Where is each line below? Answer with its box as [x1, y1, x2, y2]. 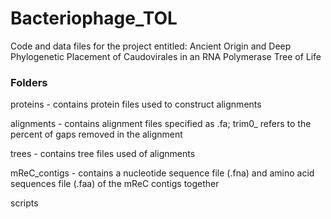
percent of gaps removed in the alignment [10, 128, 183, 141]
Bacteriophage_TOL [10, 7, 178, 30]
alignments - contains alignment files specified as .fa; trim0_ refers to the [10, 118, 312, 130]
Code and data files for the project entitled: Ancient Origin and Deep [10, 40, 292, 52]
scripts [10, 197, 39, 209]
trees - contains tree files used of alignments [10, 148, 196, 160]
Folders [10, 75, 48, 89]
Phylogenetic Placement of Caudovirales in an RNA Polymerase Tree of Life [10, 50, 322, 62]
